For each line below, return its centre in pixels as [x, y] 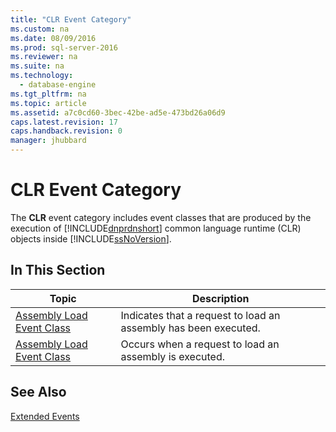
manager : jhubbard [48, 141]
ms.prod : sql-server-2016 [64, 47]
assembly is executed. [173, 356]
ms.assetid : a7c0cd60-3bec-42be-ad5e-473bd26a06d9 [118, 112]
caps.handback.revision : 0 [66, 131]
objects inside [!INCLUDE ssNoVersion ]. [91, 238]
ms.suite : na [37, 66]
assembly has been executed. [190, 328]
